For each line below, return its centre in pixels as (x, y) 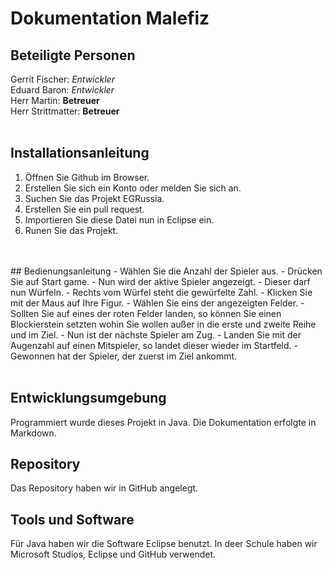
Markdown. (33, 433)
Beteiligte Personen (73, 55)
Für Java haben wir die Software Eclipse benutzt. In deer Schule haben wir (164, 544)
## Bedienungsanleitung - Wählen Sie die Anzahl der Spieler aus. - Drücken (166, 271)
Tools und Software (72, 519)
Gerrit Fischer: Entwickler (62, 79)
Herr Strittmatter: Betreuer (65, 111)
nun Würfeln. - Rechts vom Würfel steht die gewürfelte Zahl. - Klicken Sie (161, 292)
